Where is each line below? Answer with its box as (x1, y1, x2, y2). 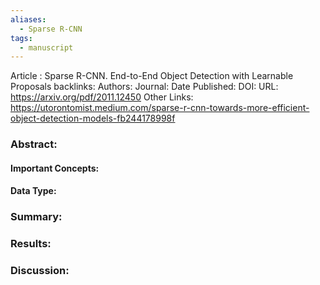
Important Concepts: (10, 162, 100, 174)
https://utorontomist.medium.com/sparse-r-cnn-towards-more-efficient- (10, 102, 310, 114)
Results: (10, 237, 52, 251)
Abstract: (10, 137, 58, 151)
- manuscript (19, 42, 74, 53)
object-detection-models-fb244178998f (10, 112, 176, 125)
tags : (10, 33, 33, 43)
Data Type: (10, 185, 57, 197)
